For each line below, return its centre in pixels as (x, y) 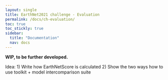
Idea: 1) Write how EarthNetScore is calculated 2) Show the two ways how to (84, 66)
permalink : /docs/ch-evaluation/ (40, 19)
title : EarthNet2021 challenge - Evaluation (52, 15)
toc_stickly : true (24, 29)
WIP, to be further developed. (37, 57)
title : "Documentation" (34, 38)
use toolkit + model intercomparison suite (48, 72)
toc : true (16, 24)
